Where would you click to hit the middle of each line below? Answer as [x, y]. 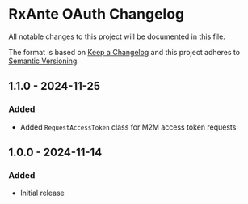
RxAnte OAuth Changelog [97, 14]
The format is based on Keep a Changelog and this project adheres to [124, 52]
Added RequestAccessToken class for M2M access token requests [128, 127]
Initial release [42, 193]
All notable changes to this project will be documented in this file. [117, 36]
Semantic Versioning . [44, 61]
